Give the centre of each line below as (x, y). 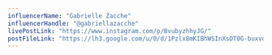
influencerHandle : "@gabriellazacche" (73, 23)
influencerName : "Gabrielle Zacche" (69, 16)
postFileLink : (32, 38)
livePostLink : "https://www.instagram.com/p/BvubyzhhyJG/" (110, 31)
